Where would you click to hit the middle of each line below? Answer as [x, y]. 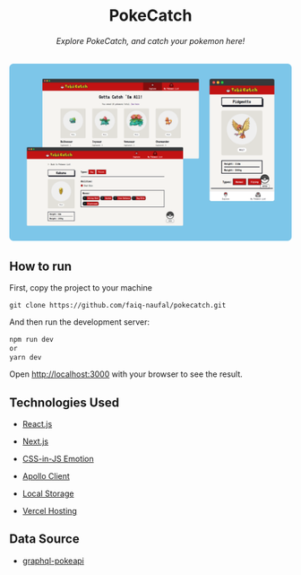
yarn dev [26, 358]
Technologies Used [64, 402]
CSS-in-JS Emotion [58, 459]
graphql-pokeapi [53, 561]
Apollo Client [46, 476]
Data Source [44, 539]
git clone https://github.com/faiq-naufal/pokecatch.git [118, 306]
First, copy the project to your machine [81, 288]
